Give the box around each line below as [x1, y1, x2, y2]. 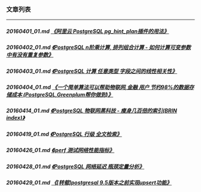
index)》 [6, 114, 25, 122]
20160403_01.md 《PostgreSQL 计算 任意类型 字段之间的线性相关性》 [6, 67, 178, 75]
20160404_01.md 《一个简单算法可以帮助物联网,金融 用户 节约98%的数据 [6, 83, 190, 91]
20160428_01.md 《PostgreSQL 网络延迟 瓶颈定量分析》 [6, 163, 145, 170]
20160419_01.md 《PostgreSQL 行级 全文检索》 [6, 130, 123, 138]
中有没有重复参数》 [6, 51, 54, 58]
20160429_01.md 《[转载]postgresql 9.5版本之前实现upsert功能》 [6, 179, 172, 186]
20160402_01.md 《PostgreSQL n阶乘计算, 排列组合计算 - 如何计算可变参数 [6, 44, 191, 51]
